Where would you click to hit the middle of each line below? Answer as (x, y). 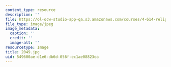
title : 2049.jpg (22, 52)
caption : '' (23, 33)
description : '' (22, 15)
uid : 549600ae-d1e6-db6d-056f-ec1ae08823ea (52, 57)
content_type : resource (31, 10)
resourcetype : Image (27, 47)
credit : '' (21, 38)
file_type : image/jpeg (29, 24)
